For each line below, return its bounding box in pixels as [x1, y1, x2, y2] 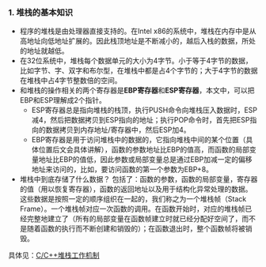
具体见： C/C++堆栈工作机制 [8, 250, 101, 260]
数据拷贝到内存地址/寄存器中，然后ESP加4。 [45, 125, 192, 135]
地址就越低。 [26, 46, 69, 56]
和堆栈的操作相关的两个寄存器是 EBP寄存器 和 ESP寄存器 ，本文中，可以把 [19, 85, 255, 96]
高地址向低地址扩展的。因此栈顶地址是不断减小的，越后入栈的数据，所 [19, 36, 249, 46]
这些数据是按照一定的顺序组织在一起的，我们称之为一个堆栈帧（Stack [19, 194, 247, 204]
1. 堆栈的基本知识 [8, 6, 74, 17]
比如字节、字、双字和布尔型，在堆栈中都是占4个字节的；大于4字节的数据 [19, 66, 258, 76]
